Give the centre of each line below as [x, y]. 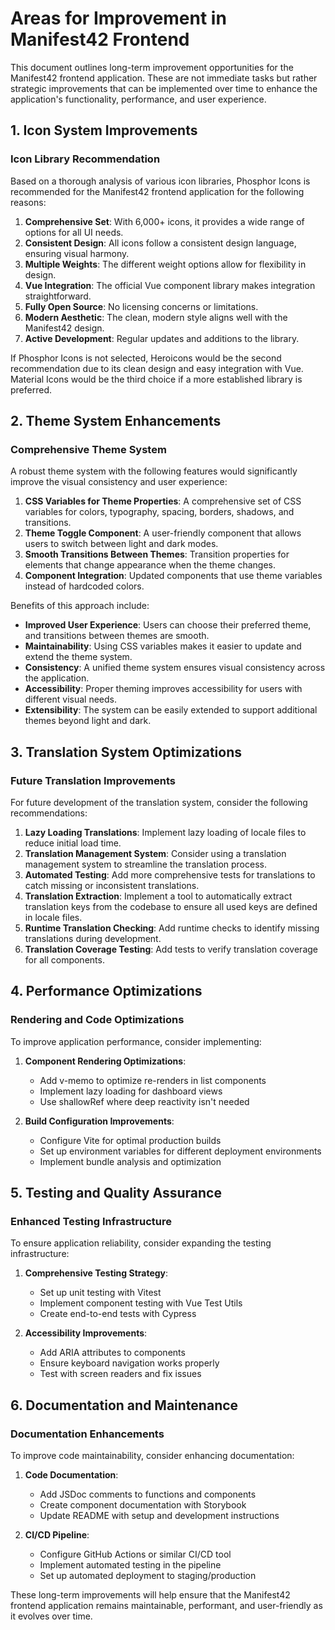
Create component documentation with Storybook [143, 1505]
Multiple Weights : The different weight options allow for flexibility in [165, 264]
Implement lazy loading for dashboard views [131, 1091]
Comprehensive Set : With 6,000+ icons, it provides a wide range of [164, 221]
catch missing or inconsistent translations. [112, 885]
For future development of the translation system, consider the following [159, 802]
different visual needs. [71, 699]
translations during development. [93, 938]
